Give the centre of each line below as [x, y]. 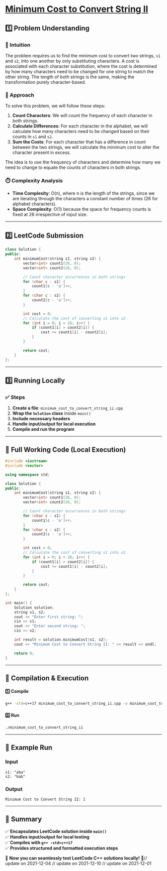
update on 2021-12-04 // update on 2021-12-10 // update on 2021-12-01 [78, 863]
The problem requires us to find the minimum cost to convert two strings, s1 [83, 55]
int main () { [19, 603]
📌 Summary [24, 819]
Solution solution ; [34, 608]
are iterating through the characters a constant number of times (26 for [85, 199]
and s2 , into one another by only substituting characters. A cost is [72, 61]
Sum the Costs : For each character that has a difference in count [79, 142]
